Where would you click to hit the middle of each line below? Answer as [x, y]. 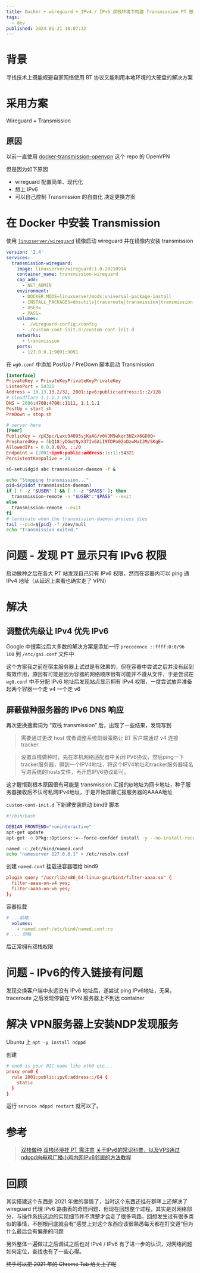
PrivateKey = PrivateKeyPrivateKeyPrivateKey [63, 381]
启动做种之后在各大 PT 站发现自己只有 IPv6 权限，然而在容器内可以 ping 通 [98, 573]
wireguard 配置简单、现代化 [49, 182]
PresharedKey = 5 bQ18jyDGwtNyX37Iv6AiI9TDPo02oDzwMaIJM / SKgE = [85, 442]
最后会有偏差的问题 [40, 1231]
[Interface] [21, 376]
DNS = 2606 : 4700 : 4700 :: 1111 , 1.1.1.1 [53, 403]
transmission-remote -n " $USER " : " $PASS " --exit [72, 497]
